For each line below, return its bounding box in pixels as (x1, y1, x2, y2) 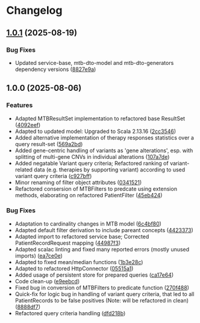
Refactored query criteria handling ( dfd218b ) (14, 309, 126, 316)
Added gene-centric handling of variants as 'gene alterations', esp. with (14, 147, 193, 154)
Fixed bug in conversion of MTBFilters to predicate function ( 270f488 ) (14, 284, 190, 291)
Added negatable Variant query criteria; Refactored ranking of (14, 159, 169, 167)
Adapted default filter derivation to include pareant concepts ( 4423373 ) (14, 226, 194, 233)
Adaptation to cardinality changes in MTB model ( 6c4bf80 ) (14, 220, 161, 227)
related (14, 166, 33, 173)
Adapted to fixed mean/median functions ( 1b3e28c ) (14, 258, 143, 265)
